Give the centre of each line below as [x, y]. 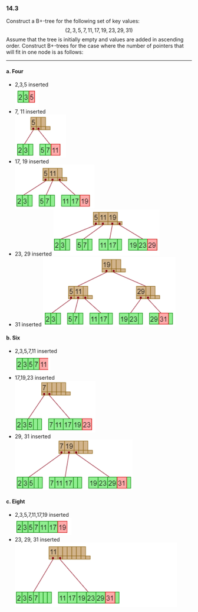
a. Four [15, 71]
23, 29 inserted [33, 254]
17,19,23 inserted [34, 377]
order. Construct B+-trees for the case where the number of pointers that [95, 46]
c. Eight [16, 501]
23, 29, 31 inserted [37, 539]
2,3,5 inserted [32, 85]
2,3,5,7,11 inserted [36, 351]
